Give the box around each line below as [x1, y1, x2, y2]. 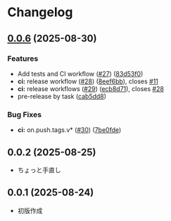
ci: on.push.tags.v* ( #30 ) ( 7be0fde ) [17, 126, 122, 134]
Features [7, 54, 39, 64]
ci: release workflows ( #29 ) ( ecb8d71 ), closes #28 [17, 84, 164, 92]
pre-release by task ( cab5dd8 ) [17, 92, 107, 100]
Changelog [7, 4, 73, 20]
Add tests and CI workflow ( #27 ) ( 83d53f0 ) [17, 69, 144, 78]
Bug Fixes [7, 109, 42, 119]
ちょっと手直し [17, 165, 61, 174]
